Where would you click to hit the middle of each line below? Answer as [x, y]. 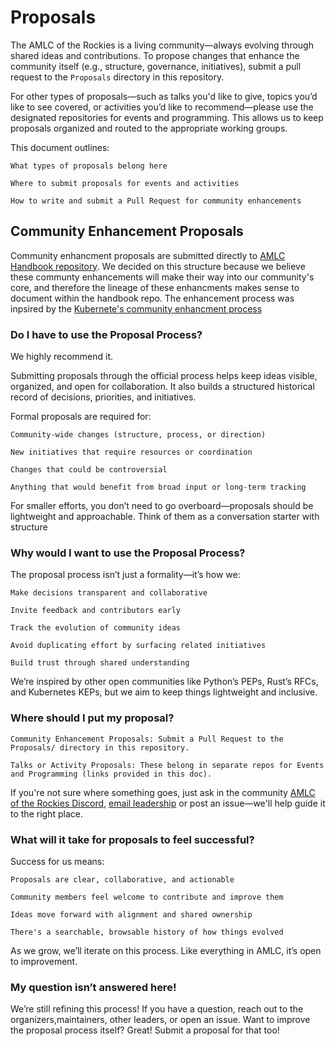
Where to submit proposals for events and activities [125, 183]
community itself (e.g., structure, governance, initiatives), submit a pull [156, 66]
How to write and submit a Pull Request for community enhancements [156, 201]
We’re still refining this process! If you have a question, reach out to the [157, 1009]
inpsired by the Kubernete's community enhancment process [136, 308]
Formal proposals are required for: [81, 417]
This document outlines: [60, 147]
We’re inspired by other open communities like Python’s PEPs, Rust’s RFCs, [164, 682]
